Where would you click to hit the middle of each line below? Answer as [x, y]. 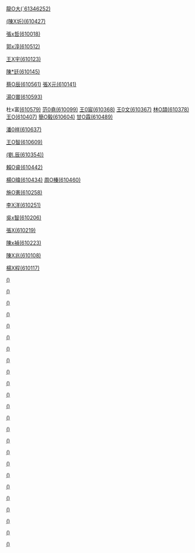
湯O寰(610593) [24, 97]
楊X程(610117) [23, 268]
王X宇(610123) [24, 59]
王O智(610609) [25, 142]
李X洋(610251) [24, 205]
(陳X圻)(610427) [26, 21]
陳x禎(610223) [24, 243]
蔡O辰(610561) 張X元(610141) [41, 84]
